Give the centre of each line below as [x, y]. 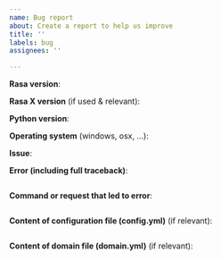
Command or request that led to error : [81, 196]
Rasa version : [35, 84]
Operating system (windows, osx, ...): [79, 136]
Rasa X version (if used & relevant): [75, 101]
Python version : [39, 119]
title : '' [28, 34]
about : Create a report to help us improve [91, 26]
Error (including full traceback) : [69, 171]
